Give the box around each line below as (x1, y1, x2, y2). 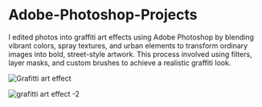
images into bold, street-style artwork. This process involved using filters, (8, 49, 252, 59)
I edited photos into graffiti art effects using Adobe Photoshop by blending (8, 32, 255, 42)
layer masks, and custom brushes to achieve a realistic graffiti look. (8, 58, 231, 68)
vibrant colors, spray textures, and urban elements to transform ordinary (8, 40, 248, 50)
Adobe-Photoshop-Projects (8, 6, 198, 24)
